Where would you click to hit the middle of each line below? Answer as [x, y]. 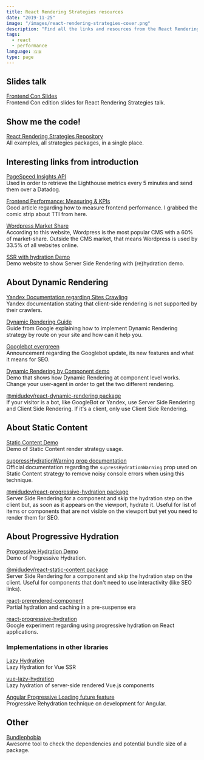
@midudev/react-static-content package [57, 569]
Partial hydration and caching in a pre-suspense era [71, 607]
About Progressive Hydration [63, 537]
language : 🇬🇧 [24, 52]
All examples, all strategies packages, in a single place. [75, 143]
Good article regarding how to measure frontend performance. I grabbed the [102, 208]
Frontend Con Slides [32, 96]
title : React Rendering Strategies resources [65, 12]
